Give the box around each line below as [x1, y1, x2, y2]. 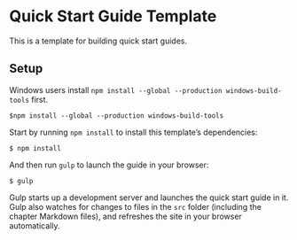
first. [30, 94, 49, 105]
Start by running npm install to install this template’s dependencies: [9, 127, 258, 137]
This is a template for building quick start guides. [9, 35, 188, 46]
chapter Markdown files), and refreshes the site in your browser [9, 211, 242, 221]
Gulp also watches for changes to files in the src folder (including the [9, 201, 262, 212]
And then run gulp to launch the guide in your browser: [9, 159, 209, 170]
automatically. [9, 220, 60, 231]
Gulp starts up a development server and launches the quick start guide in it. [9, 192, 289, 203]
